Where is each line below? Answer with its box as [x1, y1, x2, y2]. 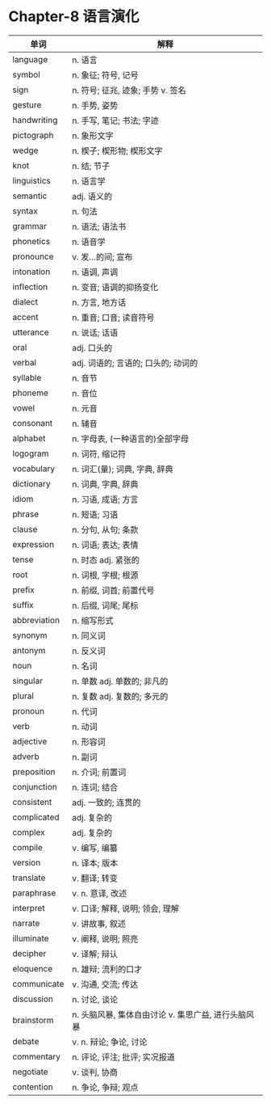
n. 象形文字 [72, 130, 115, 141]
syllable [12, 372, 42, 383]
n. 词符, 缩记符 [72, 448, 127, 459]
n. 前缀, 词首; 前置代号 [72, 584, 155, 596]
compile [12, 841, 43, 853]
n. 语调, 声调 [72, 266, 119, 277]
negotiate [12, 1066, 48, 1077]
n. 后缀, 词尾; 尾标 [72, 600, 139, 611]
